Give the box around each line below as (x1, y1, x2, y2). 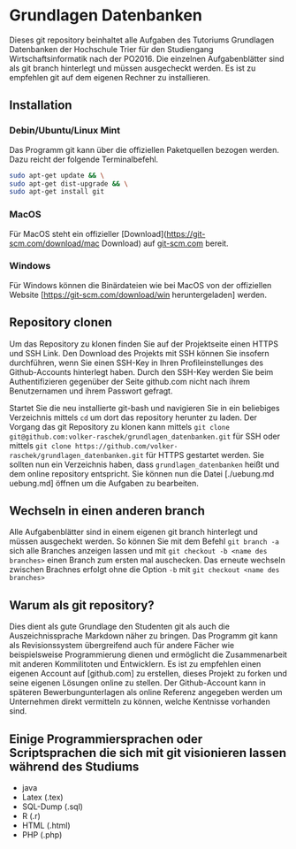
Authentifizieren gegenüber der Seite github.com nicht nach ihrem (9, 376, 250, 386)
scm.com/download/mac (9, 238, 100, 249)
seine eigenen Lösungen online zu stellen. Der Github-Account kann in (9, 677, 267, 688)
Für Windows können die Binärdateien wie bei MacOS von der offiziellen (9, 279, 272, 290)
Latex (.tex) (21, 792, 64, 803)
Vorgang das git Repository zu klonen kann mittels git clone (9, 421, 230, 432)
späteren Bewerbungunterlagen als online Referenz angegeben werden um (9, 687, 283, 698)
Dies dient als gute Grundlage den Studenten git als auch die (9, 621, 230, 632)
